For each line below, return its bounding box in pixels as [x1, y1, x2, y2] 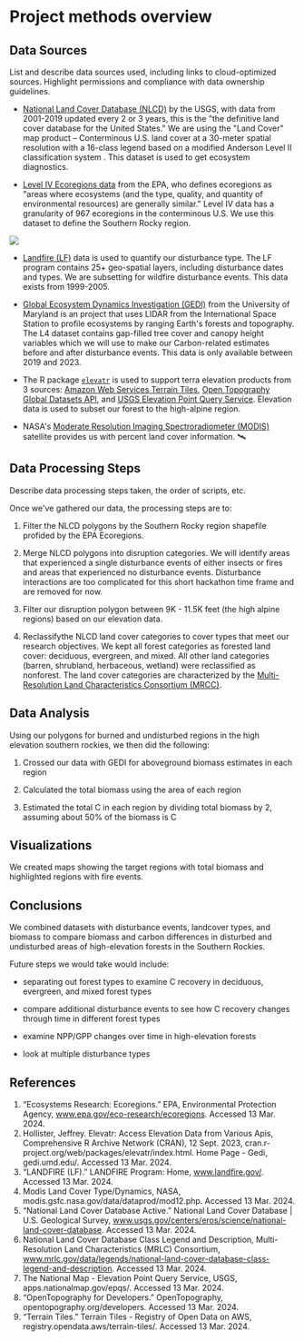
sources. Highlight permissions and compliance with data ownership [9, 76, 265, 87]
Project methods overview [9, 6, 212, 27]
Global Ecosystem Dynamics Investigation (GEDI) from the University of [22, 299, 290, 310]
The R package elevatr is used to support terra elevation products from [22, 374, 292, 385]
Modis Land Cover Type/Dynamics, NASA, [22, 1186, 181, 1197]
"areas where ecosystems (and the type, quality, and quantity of [22, 189, 263, 199]
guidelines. [9, 86, 51, 96]
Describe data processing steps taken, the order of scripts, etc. [9, 484, 247, 496]
